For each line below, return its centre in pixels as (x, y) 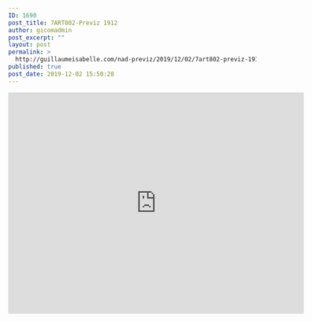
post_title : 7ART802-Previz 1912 (63, 23)
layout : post (30, 45)
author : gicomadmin (40, 30)
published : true (35, 67)
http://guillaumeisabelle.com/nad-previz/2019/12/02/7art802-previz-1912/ (141, 60)
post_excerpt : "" (37, 37)
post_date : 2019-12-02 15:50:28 (61, 74)
